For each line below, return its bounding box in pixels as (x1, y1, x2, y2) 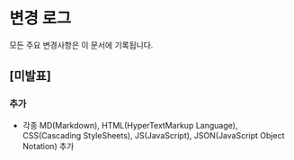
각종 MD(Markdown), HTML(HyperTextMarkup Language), (22, 120, 238, 130)
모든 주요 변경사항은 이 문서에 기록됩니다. (9, 40, 154, 50)
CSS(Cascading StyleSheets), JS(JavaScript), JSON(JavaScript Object (22, 129, 285, 140)
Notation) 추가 (22, 140, 75, 151)
